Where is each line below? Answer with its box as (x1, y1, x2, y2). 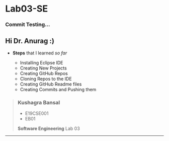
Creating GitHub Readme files (20, 81, 82, 87)
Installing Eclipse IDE (20, 59, 64, 65)
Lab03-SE (5, 3, 48, 15)
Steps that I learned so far (12, 50, 67, 56)
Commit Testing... (5, 21, 50, 28)
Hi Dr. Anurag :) (5, 36, 54, 45)
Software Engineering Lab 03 (17, 125, 80, 131)
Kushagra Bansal (17, 99, 60, 106)
